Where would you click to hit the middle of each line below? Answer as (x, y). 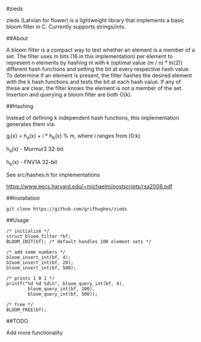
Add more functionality (34, 333)
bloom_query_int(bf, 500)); (63, 294)
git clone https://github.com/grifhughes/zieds (67, 209)
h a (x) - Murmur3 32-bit (35, 149)
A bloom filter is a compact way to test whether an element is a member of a (100, 50)
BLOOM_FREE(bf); (26, 310)
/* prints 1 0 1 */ (31, 278)
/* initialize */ (28, 231)
